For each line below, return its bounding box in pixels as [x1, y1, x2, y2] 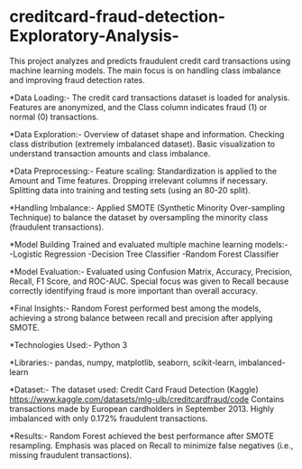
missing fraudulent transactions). [9, 449, 133, 460]
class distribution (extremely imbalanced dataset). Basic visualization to [9, 138, 276, 149]
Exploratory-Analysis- [9, 25, 180, 46]
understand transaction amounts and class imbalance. [9, 147, 211, 159]
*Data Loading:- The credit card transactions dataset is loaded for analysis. [9, 92, 290, 103]
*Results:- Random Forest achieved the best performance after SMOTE [9, 430, 275, 441]
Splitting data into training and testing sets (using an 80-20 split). [9, 184, 251, 195]
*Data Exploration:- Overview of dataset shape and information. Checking [9, 128, 285, 139]
